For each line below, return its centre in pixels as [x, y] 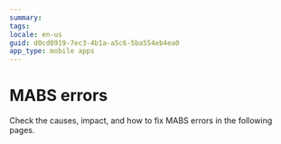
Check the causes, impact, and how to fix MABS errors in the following [141, 121]
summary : [26, 18]
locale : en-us [36, 34]
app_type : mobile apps [52, 51]
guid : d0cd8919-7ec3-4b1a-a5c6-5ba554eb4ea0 [94, 43]
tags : [19, 26]
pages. [22, 130]
